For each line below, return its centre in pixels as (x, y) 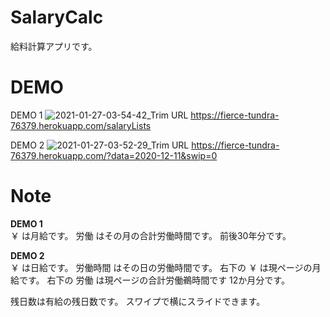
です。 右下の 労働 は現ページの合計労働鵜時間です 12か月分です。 (154, 280)
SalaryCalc (57, 17)
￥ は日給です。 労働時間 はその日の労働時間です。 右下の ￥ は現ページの (161, 267)
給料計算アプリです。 (54, 46)
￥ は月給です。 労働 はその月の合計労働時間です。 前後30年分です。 (151, 235)
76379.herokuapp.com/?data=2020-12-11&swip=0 (114, 155)
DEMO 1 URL (99, 115)
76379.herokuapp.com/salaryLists (81, 125)
